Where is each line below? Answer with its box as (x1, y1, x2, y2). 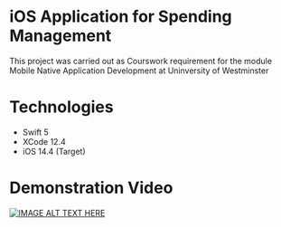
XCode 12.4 (22, 136, 66, 147)
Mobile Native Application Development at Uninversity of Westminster (9, 65, 269, 76)
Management (9, 25, 112, 46)
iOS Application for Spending (9, 6, 232, 27)
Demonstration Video (9, 178, 173, 198)
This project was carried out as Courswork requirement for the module (9, 55, 273, 66)
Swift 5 (22, 127, 50, 137)
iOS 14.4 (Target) (22, 146, 86, 156)
